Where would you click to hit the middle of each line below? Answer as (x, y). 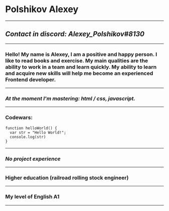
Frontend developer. (31, 79)
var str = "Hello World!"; (38, 132)
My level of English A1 (32, 197)
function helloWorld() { (31, 128)
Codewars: (19, 118)
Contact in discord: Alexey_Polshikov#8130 (75, 34)
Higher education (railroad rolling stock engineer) (67, 178)
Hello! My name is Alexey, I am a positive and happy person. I (81, 54)
